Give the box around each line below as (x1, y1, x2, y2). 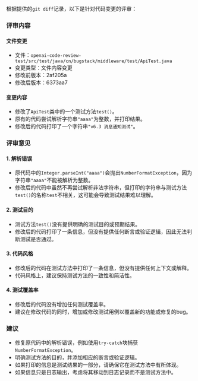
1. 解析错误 (6, 155, 33, 162)
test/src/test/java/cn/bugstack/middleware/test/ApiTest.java (14, 58, 172, 64)
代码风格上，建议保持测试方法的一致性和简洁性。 (14, 272, 135, 279)
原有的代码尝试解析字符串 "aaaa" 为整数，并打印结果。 (14, 115, 146, 123)
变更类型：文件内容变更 (14, 64, 73, 71)
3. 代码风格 (6, 250, 34, 257)
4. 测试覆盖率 (6, 287, 39, 294)
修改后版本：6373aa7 (14, 79, 68, 86)
